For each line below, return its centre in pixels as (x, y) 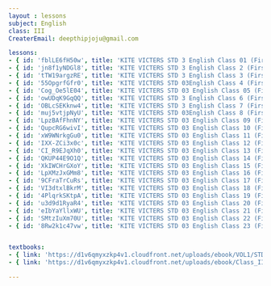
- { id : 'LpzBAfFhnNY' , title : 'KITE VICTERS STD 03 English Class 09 (129, 121)
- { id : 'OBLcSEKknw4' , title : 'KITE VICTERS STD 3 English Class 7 (126, 106)
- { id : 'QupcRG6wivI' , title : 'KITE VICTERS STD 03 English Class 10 (129, 128)
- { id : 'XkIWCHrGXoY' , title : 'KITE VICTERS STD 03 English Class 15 (129, 166)
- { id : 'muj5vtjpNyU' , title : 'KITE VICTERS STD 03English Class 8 (126, 113)
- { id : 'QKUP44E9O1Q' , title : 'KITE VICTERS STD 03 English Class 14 (129, 158)
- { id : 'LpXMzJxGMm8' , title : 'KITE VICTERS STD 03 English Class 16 (129, 173)
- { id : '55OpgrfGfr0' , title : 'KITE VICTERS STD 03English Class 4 (126, 83)
